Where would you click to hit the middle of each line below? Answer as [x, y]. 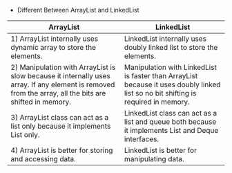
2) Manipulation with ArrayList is [63, 67]
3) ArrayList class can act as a [60, 117]
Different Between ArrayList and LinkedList [78, 10]
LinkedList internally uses [165, 39]
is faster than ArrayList [161, 76]
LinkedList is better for [160, 150]
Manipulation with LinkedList [171, 67]
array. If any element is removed [63, 84]
